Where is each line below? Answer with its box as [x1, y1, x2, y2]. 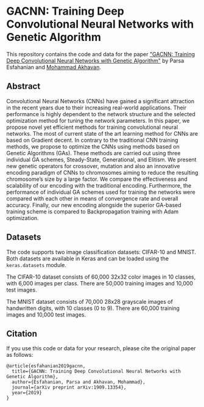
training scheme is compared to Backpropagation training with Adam [6, 208, 179, 215]
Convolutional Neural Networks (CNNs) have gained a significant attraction [6, 97, 195, 105]
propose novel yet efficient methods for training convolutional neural [6, 123, 178, 131]
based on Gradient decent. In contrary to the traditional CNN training [6, 136, 178, 144]
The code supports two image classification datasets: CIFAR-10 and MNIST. [6, 248, 196, 255]
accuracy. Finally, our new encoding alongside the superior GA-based [6, 201, 181, 208]
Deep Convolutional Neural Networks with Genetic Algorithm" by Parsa [6, 57, 185, 64]
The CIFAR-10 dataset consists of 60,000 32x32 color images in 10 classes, [6, 273, 196, 280]
